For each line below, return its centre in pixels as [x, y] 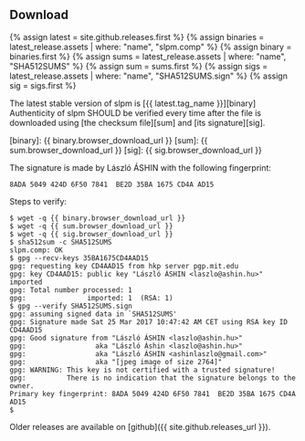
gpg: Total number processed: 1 [71, 290]
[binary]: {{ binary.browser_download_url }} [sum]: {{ [109, 140]
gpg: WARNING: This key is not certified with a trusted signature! [142, 370]
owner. [22, 386]
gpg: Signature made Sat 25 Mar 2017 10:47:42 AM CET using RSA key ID [148, 322]
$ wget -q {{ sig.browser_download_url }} [91, 234]
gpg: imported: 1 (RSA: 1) [91, 298]
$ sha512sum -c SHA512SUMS [61, 242]
